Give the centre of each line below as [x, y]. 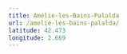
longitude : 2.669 [37, 38]
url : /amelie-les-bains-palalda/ [64, 23]
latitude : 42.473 [37, 30]
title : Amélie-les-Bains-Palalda [64, 15]
